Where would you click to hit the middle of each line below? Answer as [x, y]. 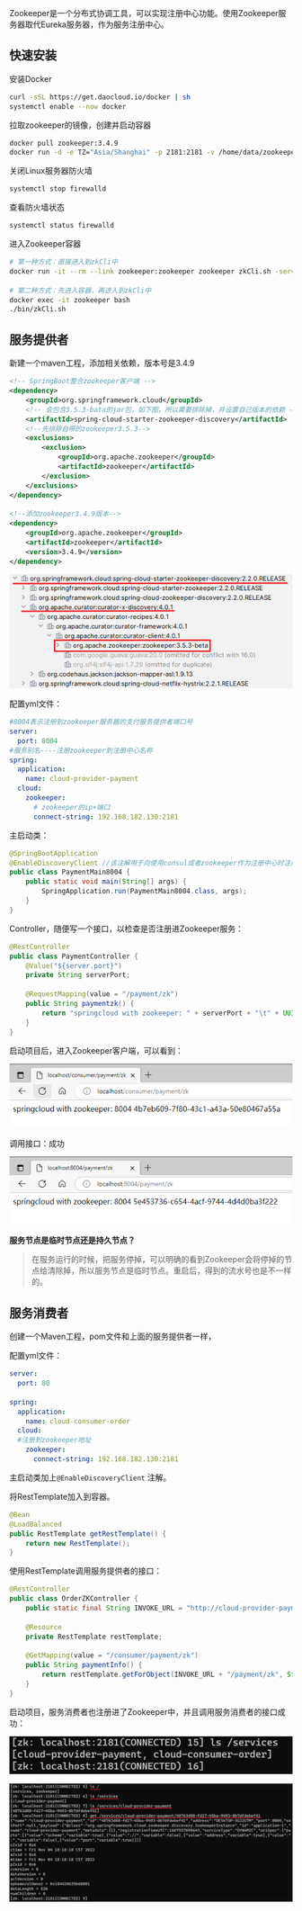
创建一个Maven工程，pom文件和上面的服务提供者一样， [113, 1337]
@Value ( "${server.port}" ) [74, 965]
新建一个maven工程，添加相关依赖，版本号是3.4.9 [102, 363]
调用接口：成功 [37, 1144]
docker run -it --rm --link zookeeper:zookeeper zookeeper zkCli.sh [140, 271]
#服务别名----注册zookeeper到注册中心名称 [81, 750]
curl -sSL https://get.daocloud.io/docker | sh [100, 97]
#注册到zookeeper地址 [54, 1440]
